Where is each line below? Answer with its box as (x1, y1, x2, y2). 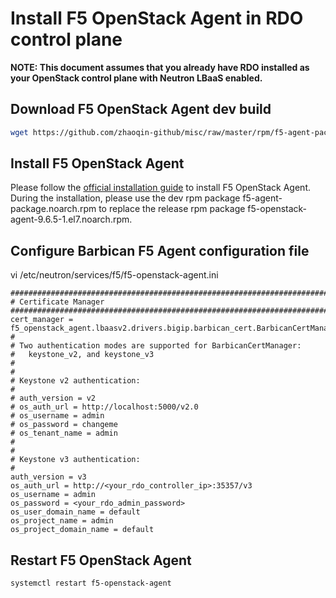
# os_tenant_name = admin (10, 428, 118, 439)
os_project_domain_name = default (10, 525, 155, 535)
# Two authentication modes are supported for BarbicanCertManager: (10, 341, 302, 351)
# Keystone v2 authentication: (10, 376, 141, 386)
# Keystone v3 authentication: (10, 455, 141, 465)
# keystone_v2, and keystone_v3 (10, 350, 155, 360)
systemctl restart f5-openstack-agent (10, 578, 172, 589)
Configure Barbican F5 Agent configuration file (10, 242, 310, 259)
